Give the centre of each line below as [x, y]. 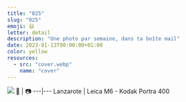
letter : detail [29, 33]
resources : [23, 58]
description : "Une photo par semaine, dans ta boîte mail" [94, 39]
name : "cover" [40, 71]
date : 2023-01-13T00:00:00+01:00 [55, 45]
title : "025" [26, 13]
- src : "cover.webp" [43, 64]
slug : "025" [24, 20]
